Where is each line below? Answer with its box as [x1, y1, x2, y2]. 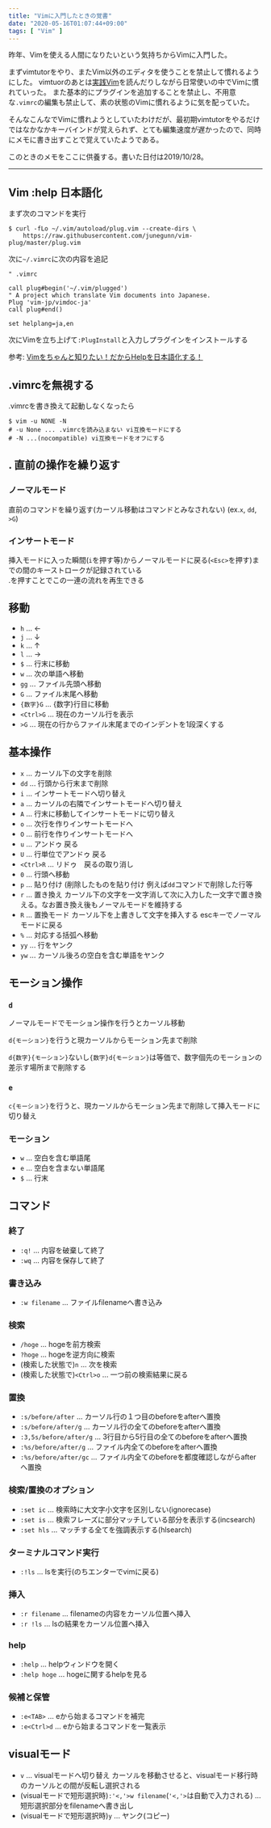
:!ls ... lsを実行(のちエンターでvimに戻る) [19, 1567, 160, 1577]
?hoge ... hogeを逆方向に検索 [19, 1349, 115, 1359]
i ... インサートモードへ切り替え [19, 788, 127, 798]
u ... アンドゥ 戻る [19, 838, 79, 849]
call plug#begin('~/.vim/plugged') [8, 285, 128, 293]
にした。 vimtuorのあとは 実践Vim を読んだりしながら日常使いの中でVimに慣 [8, 78, 260, 87]
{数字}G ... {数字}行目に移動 [19, 699, 109, 708]
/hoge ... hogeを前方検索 [19, 1340, 101, 1349]
